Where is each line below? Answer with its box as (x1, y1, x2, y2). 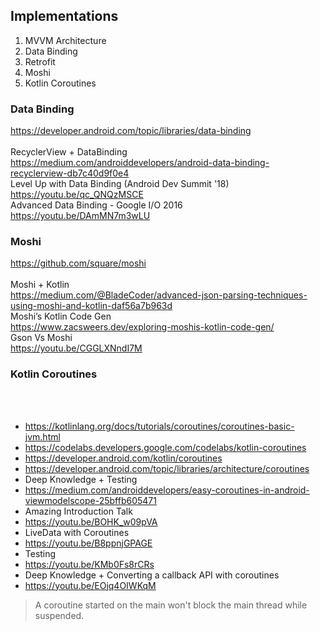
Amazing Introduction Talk (24, 505, 133, 517)
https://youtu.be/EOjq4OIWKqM (24, 579, 157, 591)
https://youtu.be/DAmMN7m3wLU (10, 210, 151, 222)
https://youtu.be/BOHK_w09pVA (24, 515, 158, 528)
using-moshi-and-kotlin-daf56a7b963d (10, 300, 173, 312)
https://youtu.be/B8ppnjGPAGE (24, 537, 153, 549)
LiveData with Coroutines (24, 526, 130, 538)
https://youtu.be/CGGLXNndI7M (10, 342, 143, 354)
